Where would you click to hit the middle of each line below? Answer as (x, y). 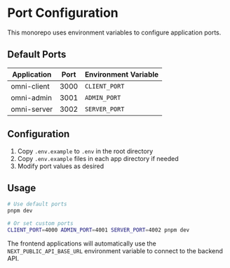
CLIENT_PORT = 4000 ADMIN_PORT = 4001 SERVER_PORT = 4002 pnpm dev (99, 230)
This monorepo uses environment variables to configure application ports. (114, 32)
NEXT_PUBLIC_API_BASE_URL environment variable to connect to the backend (115, 250)
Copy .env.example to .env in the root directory (85, 151)
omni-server (32, 109)
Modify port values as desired (61, 166)
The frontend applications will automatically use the (82, 243)
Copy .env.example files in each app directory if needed (98, 158)
